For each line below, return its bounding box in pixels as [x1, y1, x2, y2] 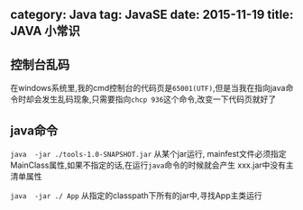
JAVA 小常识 [10, 23, 80, 39]
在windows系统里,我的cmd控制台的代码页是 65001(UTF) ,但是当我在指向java [10, 83, 286, 94]
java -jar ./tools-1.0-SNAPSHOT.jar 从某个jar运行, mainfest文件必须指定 [10, 149, 287, 160]
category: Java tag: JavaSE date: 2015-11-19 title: [10, 7, 294, 23]
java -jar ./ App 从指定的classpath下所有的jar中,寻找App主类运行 [10, 190, 262, 201]
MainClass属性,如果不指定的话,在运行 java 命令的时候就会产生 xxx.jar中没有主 [10, 160, 294, 170]
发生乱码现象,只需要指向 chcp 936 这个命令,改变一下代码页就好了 [41, 94, 277, 105]
